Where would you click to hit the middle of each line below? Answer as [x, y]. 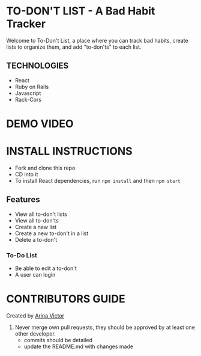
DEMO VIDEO [40, 124]
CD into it [26, 174]
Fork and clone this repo [45, 168]
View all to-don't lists [41, 214]
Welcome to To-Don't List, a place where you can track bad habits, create [97, 40]
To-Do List [22, 255]
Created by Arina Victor [35, 315]
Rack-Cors [28, 99]
